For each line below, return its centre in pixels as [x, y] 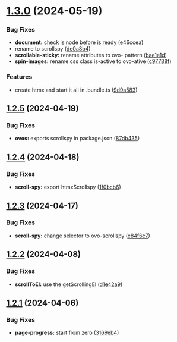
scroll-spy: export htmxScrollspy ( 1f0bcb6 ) [68, 187]
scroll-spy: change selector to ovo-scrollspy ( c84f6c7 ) [82, 236]
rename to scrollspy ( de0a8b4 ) [53, 49]
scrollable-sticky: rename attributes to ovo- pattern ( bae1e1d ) [91, 55]
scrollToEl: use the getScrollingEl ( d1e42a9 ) [69, 284]
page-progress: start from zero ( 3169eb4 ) [67, 333]
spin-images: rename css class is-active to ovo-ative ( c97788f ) [93, 61]
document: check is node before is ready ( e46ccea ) [79, 42]
